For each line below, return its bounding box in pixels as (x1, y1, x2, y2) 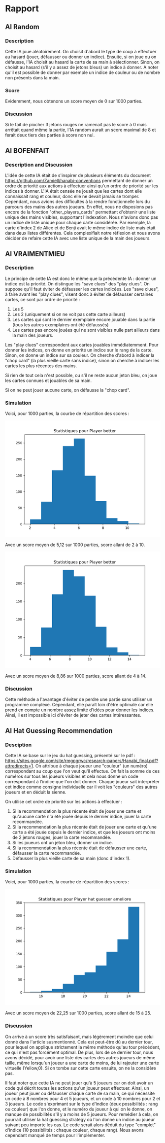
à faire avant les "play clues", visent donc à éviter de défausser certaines (5, 291, 154, 297)
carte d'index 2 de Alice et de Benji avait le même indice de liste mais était (5, 225, 156, 231)
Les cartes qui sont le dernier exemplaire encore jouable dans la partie (12, 316, 156, 322)
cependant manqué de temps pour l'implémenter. (5, 1132, 105, 1138)
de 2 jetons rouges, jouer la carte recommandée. (12, 834, 112, 840)
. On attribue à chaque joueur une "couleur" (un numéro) (33, 763, 148, 769)
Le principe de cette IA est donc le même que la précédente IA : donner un (5, 276, 157, 281)
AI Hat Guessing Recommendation (5, 727, 113, 735)
